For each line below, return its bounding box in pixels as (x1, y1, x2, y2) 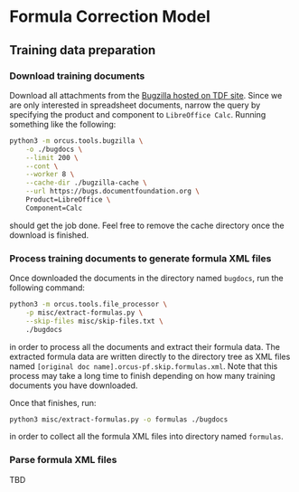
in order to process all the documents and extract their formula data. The (9, 341, 280, 352)
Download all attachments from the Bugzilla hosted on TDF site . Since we (9, 90, 283, 100)
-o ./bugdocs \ (25, 145, 83, 154)
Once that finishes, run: (9, 397, 97, 408)
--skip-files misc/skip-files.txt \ (25, 317, 164, 326)
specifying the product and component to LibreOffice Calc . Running (9, 109, 266, 119)
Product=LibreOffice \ (25, 195, 111, 204)
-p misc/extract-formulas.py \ (25, 307, 144, 317)
